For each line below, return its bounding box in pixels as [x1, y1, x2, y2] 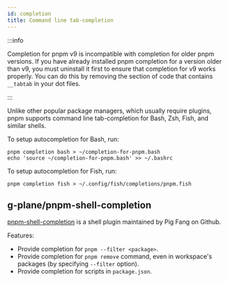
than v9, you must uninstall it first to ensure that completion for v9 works [7, 64, 216, 73]
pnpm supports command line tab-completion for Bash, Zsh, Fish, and [7, 113, 209, 122]
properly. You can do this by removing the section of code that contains [7, 71, 213, 80]
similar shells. [7, 121, 47, 129]
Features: [7, 232, 35, 240]
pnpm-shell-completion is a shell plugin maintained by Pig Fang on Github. [7, 218, 222, 226]
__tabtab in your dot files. [7, 79, 81, 87]
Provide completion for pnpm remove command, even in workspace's [17, 253, 213, 261]
